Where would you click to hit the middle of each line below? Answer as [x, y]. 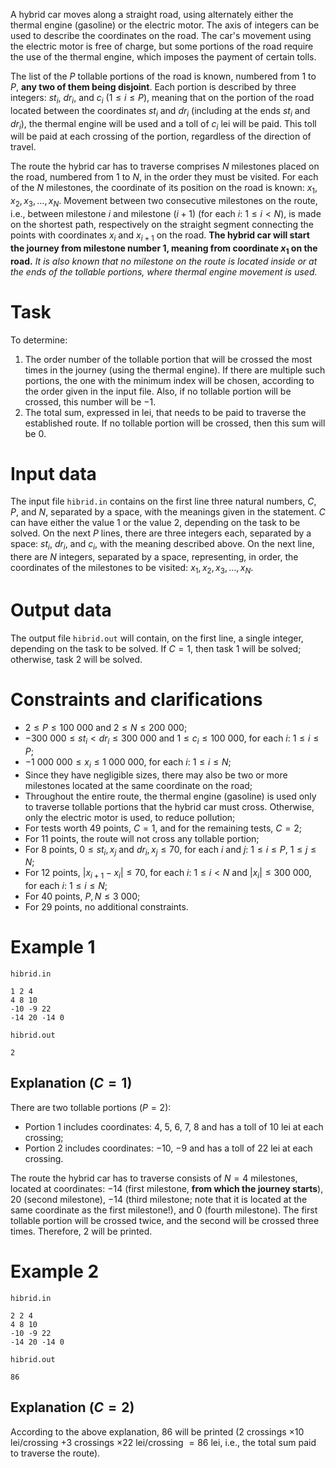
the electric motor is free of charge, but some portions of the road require [162, 46]
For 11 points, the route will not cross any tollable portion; [142, 838]
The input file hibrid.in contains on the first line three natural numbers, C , [163, 501]
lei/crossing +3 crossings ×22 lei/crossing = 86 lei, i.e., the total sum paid [163, 1442]
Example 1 [53, 947]
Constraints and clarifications [136, 700]
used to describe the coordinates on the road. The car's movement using [161, 35]
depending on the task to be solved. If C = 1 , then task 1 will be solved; [156, 648]
